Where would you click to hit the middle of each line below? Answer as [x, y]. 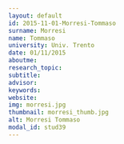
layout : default [35, 16]
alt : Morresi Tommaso [44, 120]
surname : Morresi [37, 30]
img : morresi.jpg [37, 105]
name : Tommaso [32, 38]
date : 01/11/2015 [37, 53]
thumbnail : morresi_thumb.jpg [59, 113]
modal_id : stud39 [37, 127]
